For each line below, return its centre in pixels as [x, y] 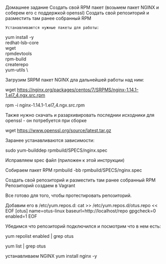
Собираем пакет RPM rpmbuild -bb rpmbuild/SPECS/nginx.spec [74, 170]
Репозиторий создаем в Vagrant [40, 186]
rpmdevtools [19, 54]
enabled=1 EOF [21, 216]
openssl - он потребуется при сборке [46, 120]
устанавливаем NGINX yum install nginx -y [51, 256]
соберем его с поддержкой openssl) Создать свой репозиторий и [77, 13]
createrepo [17, 64]
